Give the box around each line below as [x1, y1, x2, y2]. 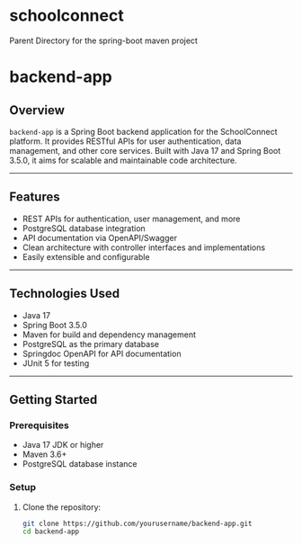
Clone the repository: [22, 501, 102, 513]
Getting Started [9, 392, 98, 407]
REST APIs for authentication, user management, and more [22, 213, 241, 224]
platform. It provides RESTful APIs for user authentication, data [9, 136, 242, 147]
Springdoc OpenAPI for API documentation [22, 348, 182, 359]
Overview [9, 103, 66, 118]
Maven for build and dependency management [22, 329, 196, 340]
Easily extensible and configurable [22, 251, 150, 262]
